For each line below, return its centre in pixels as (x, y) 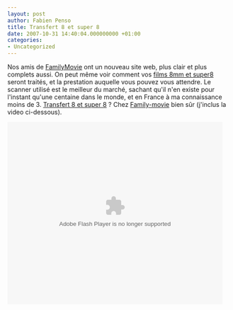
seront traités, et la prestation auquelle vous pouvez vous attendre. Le (109, 82)
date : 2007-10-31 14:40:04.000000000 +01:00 (74, 34)
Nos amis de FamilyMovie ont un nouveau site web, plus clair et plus (107, 67)
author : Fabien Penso (39, 21)
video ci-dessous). (35, 112)
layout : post (27, 14)
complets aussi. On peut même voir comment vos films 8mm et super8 (110, 74)
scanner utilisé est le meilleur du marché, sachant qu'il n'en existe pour (111, 90)
